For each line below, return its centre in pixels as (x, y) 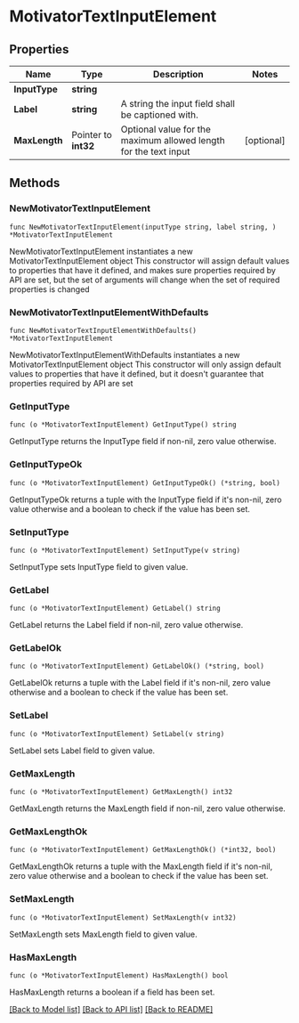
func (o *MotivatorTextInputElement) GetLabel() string (115, 609)
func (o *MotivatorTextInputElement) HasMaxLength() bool (119, 975)
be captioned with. (159, 115)
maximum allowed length (173, 140)
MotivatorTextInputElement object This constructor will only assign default (145, 364)
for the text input (155, 151)
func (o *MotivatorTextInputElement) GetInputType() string (123, 425)
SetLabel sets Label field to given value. (82, 751)
